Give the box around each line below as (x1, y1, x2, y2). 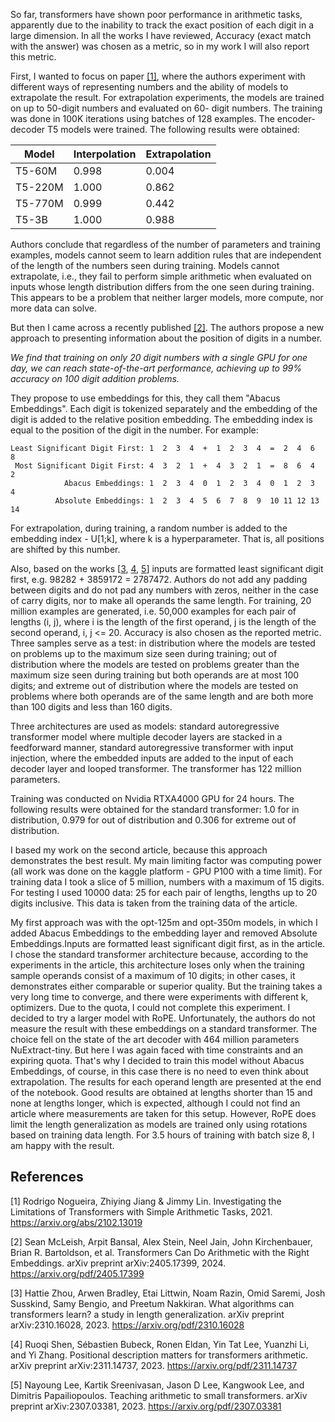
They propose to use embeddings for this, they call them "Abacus (10, 392, 281, 404)
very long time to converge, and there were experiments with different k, (10, 991, 309, 1003)
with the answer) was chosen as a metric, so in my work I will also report (10, 40, 310, 52)
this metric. (10, 51, 57, 63)
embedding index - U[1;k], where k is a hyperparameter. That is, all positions (10, 533, 325, 544)
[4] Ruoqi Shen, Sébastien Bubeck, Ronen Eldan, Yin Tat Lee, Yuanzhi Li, (10, 1338, 310, 1350)
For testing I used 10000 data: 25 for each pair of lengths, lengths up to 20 (10, 887, 318, 898)
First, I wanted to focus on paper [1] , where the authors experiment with (10, 70, 306, 82)
